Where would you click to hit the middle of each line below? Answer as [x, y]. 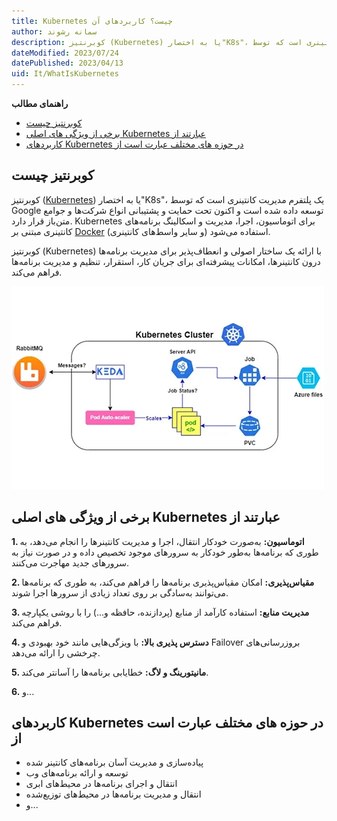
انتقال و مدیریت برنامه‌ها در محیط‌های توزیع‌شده [113, 794]
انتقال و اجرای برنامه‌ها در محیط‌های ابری [101, 784]
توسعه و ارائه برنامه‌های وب [77, 773]
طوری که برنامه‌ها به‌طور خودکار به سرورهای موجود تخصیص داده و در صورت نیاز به [165, 552]
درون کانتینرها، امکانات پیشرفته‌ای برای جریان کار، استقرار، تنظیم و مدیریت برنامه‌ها [166, 261]
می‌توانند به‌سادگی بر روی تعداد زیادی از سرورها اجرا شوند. [120, 592]
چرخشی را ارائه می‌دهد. [56, 652]
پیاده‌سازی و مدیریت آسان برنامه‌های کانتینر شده [114, 762]
